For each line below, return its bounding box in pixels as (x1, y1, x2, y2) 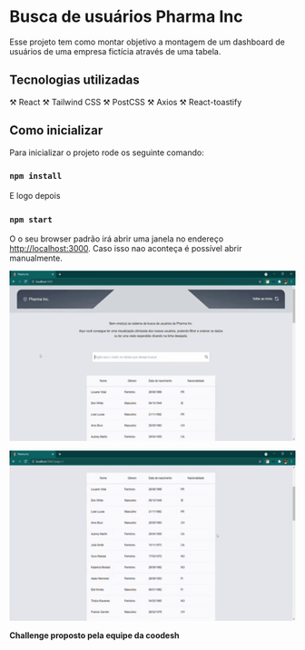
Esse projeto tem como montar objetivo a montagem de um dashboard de (9, 36, 286, 47)
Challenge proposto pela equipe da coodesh (9, 630, 180, 641)
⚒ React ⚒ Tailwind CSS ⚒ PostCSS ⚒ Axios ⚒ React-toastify (9, 96, 242, 107)
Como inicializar (9, 123, 103, 138)
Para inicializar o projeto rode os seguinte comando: (9, 147, 204, 158)
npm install (9, 171, 63, 182)
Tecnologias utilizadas (9, 73, 140, 88)
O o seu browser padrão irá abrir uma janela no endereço (9, 233, 224, 244)
